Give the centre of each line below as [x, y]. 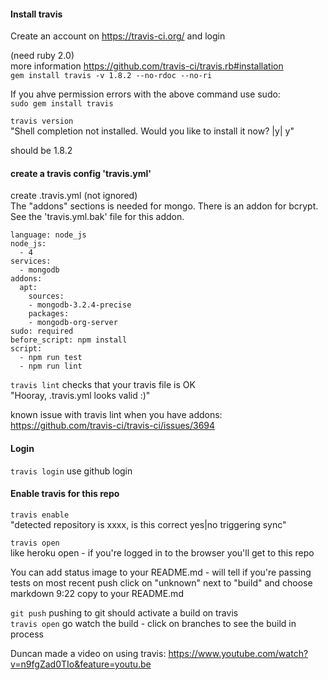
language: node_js [48, 235]
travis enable [40, 515]
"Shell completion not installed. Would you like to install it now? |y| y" [152, 131]
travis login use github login [71, 471]
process [27, 634]
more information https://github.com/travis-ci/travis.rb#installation [147, 66]
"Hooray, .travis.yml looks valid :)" [80, 396]
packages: [49, 314]
